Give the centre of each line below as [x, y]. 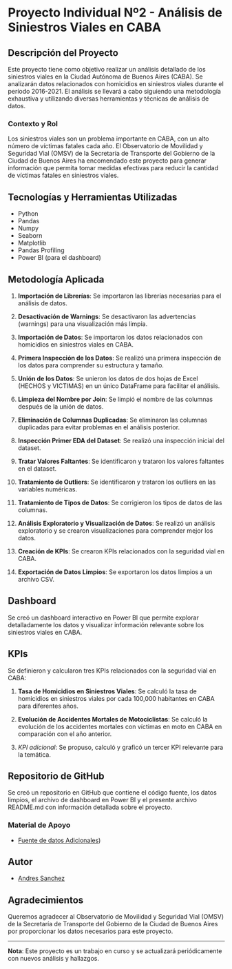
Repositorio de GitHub [56, 776]
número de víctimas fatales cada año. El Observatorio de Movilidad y [105, 146]
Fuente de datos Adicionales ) [59, 840]
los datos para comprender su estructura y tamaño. [91, 365]
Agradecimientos [46, 900]
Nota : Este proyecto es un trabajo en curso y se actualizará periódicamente [115, 951]
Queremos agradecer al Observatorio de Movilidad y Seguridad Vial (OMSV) [116, 917]
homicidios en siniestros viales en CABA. [75, 344]
